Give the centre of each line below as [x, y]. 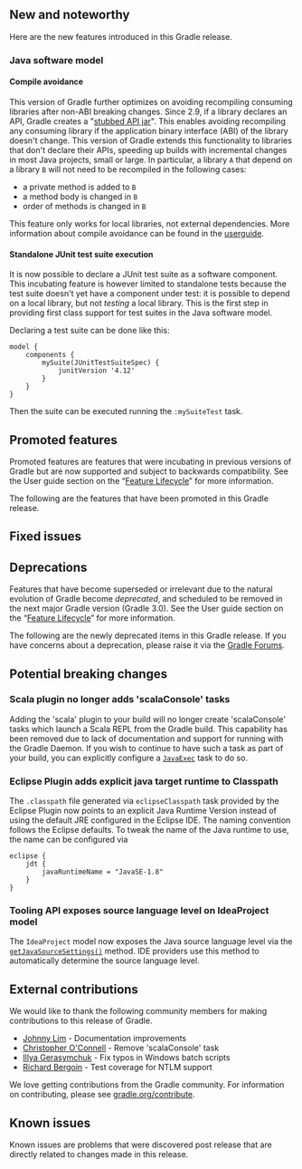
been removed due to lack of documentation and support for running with [146, 739]
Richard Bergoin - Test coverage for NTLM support [117, 1068]
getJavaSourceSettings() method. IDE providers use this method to [134, 952]
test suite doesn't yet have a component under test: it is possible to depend [150, 294]
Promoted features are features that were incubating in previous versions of [151, 461]
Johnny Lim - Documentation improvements [104, 1039]
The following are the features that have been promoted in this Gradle [139, 498]
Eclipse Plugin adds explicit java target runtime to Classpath [144, 781]
